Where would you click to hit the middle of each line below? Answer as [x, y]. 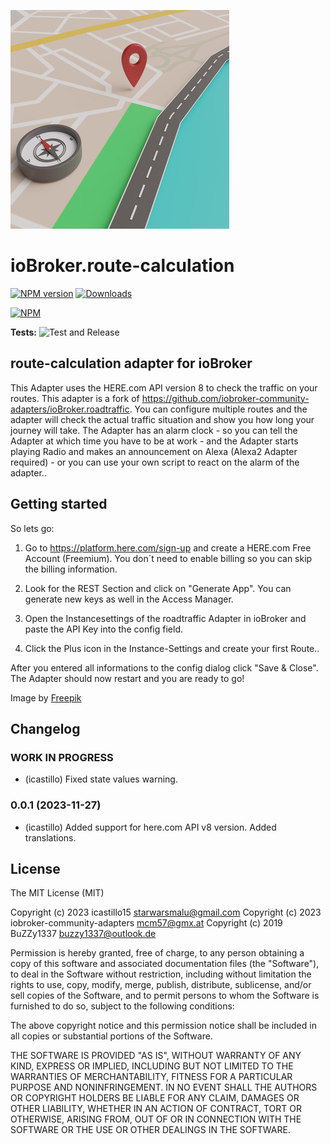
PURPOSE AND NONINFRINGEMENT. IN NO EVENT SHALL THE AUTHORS [164, 1087]
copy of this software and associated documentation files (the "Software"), [165, 964]
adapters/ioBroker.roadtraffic [70, 409]
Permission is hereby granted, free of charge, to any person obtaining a [157, 953]
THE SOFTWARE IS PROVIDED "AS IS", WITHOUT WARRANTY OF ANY [156, 1056]
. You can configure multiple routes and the [218, 409]
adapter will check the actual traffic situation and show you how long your [162, 419]
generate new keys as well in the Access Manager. [129, 599]
